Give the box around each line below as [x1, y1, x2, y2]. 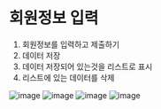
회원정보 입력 [9, 8, 99, 28]
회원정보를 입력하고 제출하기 [21, 39, 120, 50]
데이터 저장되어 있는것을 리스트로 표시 [21, 61, 153, 72]
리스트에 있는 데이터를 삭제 [21, 72, 115, 82]
